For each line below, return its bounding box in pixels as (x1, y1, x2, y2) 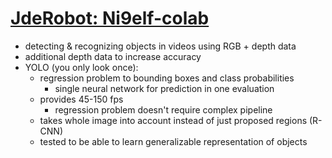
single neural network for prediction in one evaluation (54, 82, 275, 94)
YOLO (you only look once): (24, 61, 139, 73)
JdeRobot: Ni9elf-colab (10, 7, 210, 30)
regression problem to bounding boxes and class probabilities (39, 72, 295, 84)
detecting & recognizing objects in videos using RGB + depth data (24, 40, 297, 52)
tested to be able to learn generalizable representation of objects (39, 135, 308, 147)
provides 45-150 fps (39, 93, 124, 105)
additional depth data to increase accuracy (24, 50, 202, 62)
